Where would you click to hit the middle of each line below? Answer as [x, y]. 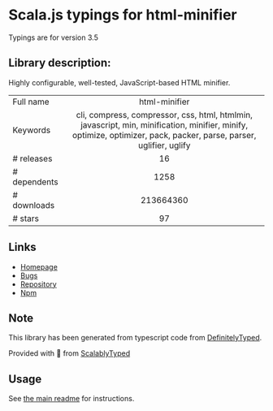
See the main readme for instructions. [71, 399]
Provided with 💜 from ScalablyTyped [69, 353]
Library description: [60, 63]
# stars [26, 218]
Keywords [32, 130]
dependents [35, 182]
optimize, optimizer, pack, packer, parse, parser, [164, 135]
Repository [38, 284]
